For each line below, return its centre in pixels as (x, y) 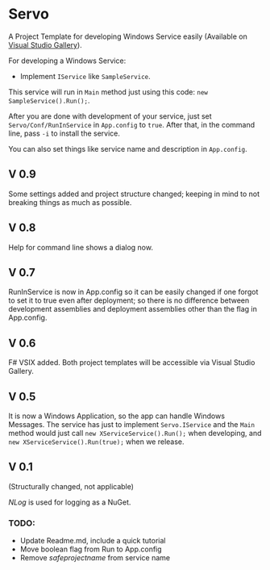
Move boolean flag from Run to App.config (91, 549)
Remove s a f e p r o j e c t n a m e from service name (95, 558)
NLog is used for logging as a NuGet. (70, 502)
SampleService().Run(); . (49, 100)
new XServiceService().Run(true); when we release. (96, 442)
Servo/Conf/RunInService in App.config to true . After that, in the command (132, 124)
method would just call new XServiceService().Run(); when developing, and (135, 433)
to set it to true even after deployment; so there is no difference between (129, 300)
